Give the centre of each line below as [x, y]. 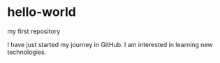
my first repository [34, 31]
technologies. [27, 52]
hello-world [42, 12]
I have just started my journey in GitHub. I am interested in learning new [110, 44]
